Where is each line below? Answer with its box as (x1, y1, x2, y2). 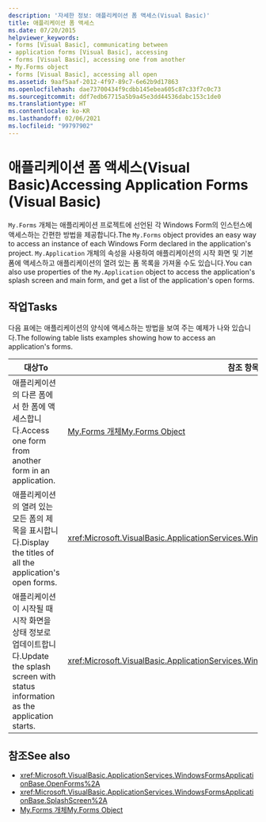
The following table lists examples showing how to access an (16, 333, 216, 342)
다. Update (12, 650, 49, 661)
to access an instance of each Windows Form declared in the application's (8, 238, 252, 248)
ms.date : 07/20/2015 (8, 26, 77, 34)
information (12, 691, 55, 702)
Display (21, 536, 50, 547)
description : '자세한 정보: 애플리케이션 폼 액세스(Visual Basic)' (8, 11, 211, 20)
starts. (12, 720, 36, 731)
